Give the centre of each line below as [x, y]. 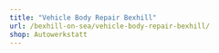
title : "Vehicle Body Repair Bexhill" [83, 18]
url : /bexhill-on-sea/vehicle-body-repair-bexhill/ [109, 26]
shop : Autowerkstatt [49, 34]
